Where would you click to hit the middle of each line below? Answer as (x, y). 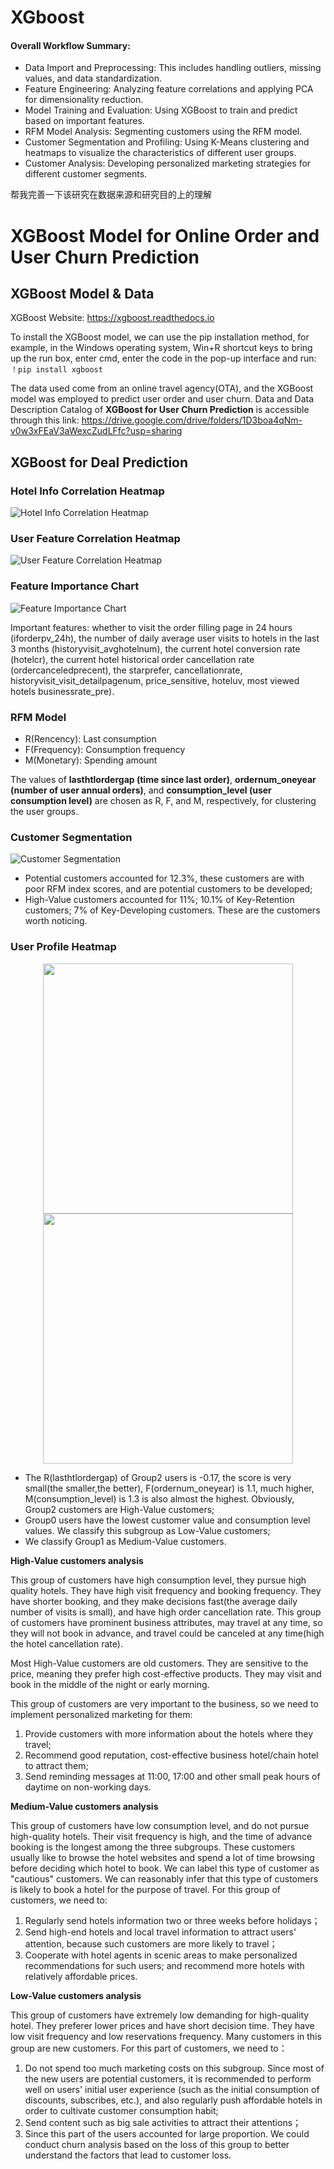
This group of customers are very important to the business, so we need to (164, 1703)
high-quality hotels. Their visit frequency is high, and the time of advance (161, 1836)
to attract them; (56, 1765)
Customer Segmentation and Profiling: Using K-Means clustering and (167, 142)
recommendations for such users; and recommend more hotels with (164, 1965)
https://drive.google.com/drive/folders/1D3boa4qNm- (192, 420)
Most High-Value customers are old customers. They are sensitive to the (159, 1663)
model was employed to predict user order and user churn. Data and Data (162, 399)
